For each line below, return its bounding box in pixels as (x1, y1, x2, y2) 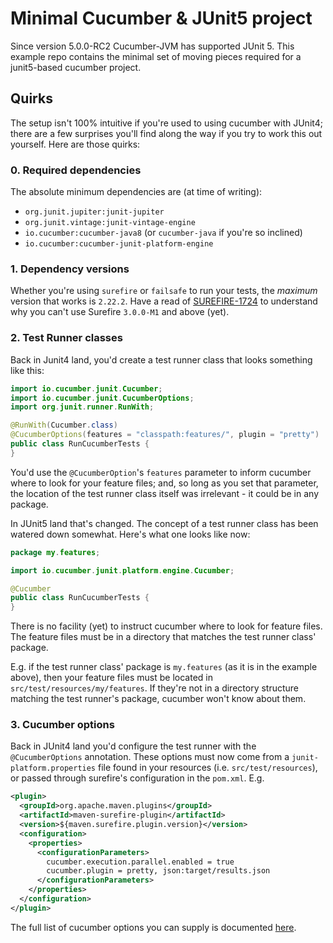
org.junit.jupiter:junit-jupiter (24, 207, 165, 217)
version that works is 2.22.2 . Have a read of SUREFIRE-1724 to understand (10, 295, 318, 307)
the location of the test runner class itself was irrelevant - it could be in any (10, 487, 320, 499)
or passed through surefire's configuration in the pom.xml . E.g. (10, 772, 265, 784)
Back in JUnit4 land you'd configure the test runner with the (10, 740, 257, 752)
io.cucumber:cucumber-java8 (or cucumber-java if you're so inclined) (24, 227, 303, 239)
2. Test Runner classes (10, 331, 123, 345)
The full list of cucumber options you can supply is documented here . (10, 921, 297, 933)
